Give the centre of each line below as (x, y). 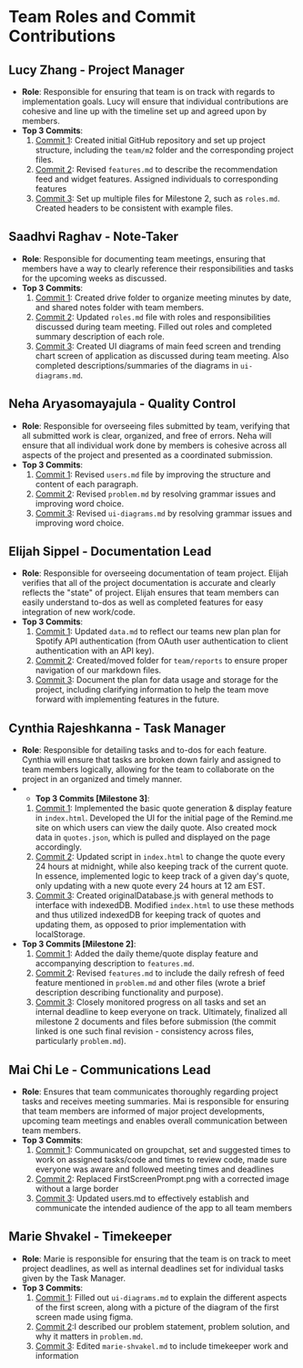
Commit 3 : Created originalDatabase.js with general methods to (154, 895)
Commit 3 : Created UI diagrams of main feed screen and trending (158, 346)
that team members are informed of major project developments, (143, 1112)
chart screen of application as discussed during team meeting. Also (162, 355)
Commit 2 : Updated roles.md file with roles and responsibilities (153, 317)
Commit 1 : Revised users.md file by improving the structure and (153, 474)
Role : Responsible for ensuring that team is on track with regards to (148, 92)
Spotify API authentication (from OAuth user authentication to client (162, 642)
